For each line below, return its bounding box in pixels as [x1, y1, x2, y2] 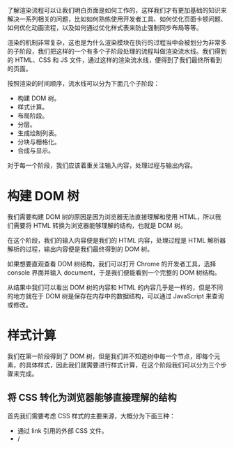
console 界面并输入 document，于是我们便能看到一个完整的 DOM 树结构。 [7, 268, 221, 277]
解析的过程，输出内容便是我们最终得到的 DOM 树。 [7, 245, 154, 253]
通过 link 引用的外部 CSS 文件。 [17, 426, 108, 434]
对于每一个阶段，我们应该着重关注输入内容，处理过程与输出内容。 [7, 161, 196, 169]
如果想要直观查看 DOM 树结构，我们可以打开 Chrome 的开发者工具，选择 [7, 259, 217, 268]
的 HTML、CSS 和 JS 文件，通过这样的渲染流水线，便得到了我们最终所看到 [7, 56, 222, 64]
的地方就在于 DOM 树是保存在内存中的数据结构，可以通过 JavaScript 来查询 [7, 291, 224, 300]
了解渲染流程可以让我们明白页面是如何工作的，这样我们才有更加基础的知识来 [7, 6, 227, 14]
